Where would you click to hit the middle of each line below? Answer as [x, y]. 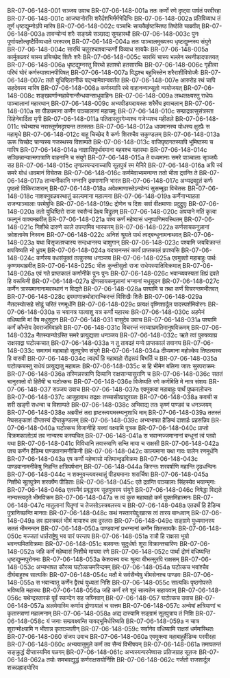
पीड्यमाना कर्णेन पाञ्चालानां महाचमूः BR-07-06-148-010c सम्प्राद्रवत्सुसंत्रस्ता [128, 111]
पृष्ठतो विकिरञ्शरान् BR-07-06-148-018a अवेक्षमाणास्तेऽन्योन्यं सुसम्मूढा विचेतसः [97, 188]
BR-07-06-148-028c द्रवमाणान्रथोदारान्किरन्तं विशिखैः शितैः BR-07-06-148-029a [105, 296]
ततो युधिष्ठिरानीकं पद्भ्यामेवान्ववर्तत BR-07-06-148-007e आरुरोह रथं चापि [130, 80]
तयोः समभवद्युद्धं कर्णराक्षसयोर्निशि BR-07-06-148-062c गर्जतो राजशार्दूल [128, 660]
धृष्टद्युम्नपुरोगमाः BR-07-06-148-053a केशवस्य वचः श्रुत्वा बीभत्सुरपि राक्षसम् [93, 559]
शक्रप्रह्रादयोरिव [23, 667]
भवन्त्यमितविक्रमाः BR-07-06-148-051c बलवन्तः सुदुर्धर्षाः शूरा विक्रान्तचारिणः [93, 544]
